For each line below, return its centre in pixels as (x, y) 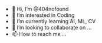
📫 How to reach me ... (39, 34)
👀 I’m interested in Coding (43, 15)
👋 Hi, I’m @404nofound (40, 9)
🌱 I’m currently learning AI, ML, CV (54, 21)
